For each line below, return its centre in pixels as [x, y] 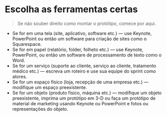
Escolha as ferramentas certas [71, 9]
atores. [20, 76]
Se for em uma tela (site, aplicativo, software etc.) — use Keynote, [82, 33]
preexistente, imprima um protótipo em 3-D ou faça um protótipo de [84, 98]
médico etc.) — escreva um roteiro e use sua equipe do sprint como [84, 71]
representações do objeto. [40, 109]
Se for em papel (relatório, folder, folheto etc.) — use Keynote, [78, 49]
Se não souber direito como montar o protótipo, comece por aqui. [87, 23]
